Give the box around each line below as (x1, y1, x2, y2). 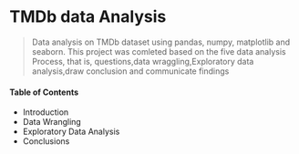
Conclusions (22, 136, 70, 147)
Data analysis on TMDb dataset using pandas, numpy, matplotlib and (31, 36, 291, 47)
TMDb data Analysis (9, 6, 167, 27)
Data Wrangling (22, 117, 82, 128)
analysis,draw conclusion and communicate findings (31, 66, 230, 77)
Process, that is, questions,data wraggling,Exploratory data (31, 56, 254, 67)
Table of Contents (9, 87, 79, 98)
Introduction (22, 107, 69, 118)
